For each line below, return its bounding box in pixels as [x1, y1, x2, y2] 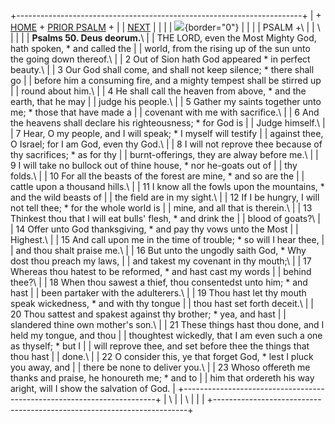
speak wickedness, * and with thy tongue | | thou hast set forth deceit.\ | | [10, 298, 314, 309]
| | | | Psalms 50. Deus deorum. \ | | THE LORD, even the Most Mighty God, [10, 32, 317, 44]
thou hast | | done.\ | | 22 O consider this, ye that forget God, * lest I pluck [10, 351, 314, 362]
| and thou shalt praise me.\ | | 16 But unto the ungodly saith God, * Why [10, 245, 307, 256]
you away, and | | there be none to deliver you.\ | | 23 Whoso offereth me [10, 361, 311, 373]
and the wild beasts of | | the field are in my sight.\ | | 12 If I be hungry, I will [10, 191, 320, 203]
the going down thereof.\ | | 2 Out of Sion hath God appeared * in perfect [10, 53, 311, 65]
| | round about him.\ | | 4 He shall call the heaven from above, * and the [10, 85, 307, 97]
